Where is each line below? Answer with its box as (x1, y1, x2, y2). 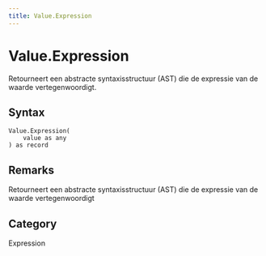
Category (8, 216, 57, 231)
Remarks (8, 163, 55, 177)
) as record (8, 141, 49, 150)
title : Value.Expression (8, 11, 92, 20)
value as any (23, 134, 67, 143)
